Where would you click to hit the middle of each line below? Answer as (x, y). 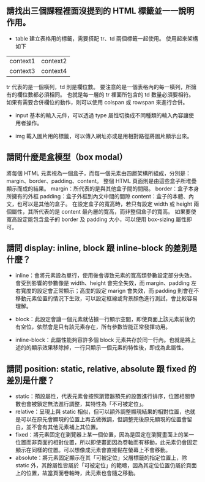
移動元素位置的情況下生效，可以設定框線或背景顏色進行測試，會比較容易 (106, 298)
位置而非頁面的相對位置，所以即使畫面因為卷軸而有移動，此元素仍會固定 (106, 442)
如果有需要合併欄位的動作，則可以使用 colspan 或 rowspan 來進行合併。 (97, 102)
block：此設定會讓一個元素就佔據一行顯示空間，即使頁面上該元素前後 (102, 319)
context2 (54, 61)
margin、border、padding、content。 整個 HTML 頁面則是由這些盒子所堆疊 (102, 181)
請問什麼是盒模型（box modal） (67, 157)
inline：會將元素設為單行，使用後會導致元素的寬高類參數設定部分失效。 (105, 276)
